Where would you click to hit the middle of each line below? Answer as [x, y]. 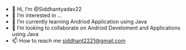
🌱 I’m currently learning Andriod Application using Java [79, 21]
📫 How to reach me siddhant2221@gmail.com [69, 41]
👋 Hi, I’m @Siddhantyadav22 [47, 9]
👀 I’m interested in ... [37, 15]
